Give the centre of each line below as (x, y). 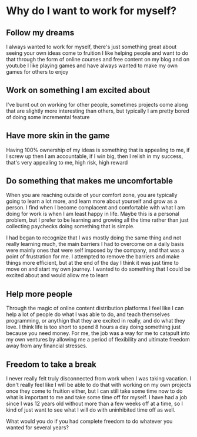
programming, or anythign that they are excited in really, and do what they (96, 321)
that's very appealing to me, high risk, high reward (67, 162)
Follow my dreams (40, 33)
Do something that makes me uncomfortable (90, 181)
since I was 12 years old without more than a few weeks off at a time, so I (95, 404)
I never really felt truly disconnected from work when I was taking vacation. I (99, 379)
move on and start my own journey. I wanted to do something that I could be (98, 269)
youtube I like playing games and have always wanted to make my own (92, 65)
